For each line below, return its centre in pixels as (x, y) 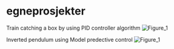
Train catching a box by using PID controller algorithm (73, 28)
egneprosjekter (46, 11)
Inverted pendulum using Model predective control (70, 39)
